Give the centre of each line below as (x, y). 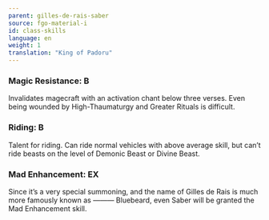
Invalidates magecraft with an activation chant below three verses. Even (127, 98)
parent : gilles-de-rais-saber (59, 16)
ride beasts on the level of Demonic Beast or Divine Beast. (104, 154)
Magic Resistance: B (49, 81)
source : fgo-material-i (48, 23)
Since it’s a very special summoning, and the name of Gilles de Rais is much (133, 191)
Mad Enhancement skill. (48, 208)
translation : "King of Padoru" (60, 53)
